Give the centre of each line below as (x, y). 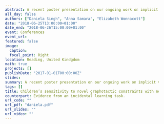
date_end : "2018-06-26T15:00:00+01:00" (46, 28)
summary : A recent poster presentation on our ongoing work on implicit (81, 82)
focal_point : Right (29, 55)
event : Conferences (25, 32)
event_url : (16, 37)
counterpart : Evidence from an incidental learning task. (65, 96)
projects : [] (18, 69)
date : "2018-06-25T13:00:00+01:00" (41, 23)
